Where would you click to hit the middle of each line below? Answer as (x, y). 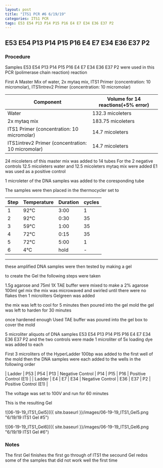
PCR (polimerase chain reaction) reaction (46, 72)
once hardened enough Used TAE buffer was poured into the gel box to (76, 319)
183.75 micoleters (113, 121)
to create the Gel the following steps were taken (53, 276)
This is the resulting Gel (29, 403)
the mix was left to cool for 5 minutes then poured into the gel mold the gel (80, 305)
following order (20, 364)
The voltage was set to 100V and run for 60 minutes (57, 393)
